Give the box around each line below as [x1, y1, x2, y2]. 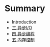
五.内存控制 [11, 37, 35, 43]
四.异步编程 [11, 31, 35, 36]
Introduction [11, 19, 37, 25]
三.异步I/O [11, 25, 32, 31]
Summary [4, 3, 45, 14]
